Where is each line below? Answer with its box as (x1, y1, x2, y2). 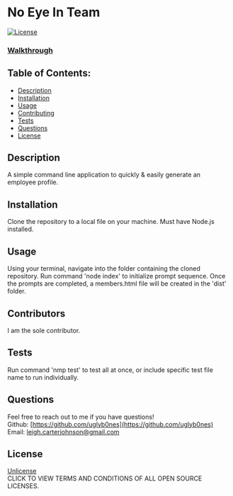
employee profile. (7, 178, 59, 186)
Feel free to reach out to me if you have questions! (7, 412, 154, 421)
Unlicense (7, 467, 37, 475)
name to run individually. (7, 373, 79, 381)
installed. (7, 225, 34, 234)
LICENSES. (7, 482, 40, 490)
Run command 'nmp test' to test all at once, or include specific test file (7, 366, 214, 374)
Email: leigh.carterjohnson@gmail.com (7, 427, 120, 436)
